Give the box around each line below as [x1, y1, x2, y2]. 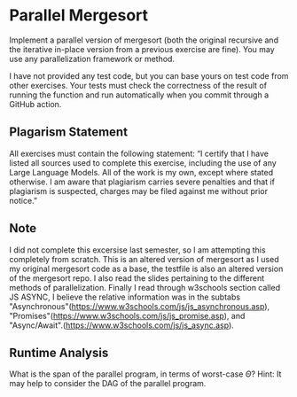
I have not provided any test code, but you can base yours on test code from [9, 70, 289, 81]
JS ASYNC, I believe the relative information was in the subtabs [9, 292, 241, 302]
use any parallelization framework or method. [9, 53, 176, 64]
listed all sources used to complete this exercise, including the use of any [9, 157, 277, 168]
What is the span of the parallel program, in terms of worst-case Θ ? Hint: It [9, 369, 282, 379]
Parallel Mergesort [9, 5, 149, 26]
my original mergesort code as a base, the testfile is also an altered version [9, 263, 284, 274]
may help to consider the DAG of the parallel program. [9, 378, 207, 389]
